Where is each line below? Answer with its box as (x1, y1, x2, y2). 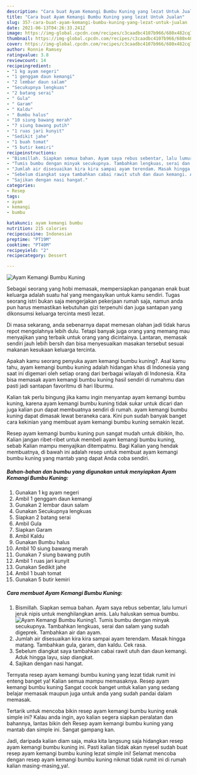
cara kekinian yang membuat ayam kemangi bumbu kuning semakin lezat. (6, 418, 185, 425)
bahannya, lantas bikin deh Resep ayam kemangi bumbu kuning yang (6, 720, 174, 727)
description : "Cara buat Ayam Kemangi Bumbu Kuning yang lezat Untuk (6, 8, 180, 15)
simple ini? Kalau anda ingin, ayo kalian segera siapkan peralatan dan (6, 714, 174, 721)
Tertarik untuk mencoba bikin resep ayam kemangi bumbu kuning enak (6, 708, 178, 715)
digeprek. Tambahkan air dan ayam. (15, 629, 102, 636)
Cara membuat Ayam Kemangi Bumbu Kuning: (6, 589, 123, 596)
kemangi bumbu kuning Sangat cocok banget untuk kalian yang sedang (6, 684, 179, 691)
